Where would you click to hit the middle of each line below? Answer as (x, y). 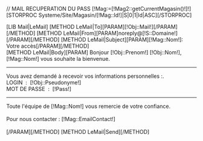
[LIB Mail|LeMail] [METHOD (40, 27)
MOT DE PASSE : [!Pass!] (39, 89)
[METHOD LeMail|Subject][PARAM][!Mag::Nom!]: (122, 39)
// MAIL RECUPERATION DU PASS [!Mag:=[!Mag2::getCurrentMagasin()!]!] (99, 9)
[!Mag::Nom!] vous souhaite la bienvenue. (58, 59)
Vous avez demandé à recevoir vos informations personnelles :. (85, 76)
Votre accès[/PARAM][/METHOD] (48, 46)
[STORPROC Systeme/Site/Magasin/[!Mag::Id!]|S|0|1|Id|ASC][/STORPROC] (99, 15)
